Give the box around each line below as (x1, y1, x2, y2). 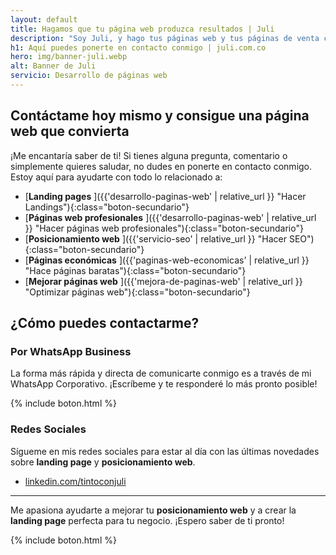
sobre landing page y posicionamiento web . (10, 456, 196, 468)
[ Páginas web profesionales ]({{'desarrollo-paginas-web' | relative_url (24, 211, 317, 223)
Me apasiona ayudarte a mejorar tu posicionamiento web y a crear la (10, 504, 297, 516)
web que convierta (10, 123, 130, 140)
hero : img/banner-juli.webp (10, 52, 128, 62)
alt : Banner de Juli (10, 61, 97, 71)
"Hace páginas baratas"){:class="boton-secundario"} (24, 264, 247, 276)
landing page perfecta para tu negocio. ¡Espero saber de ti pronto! (10, 514, 285, 526)
